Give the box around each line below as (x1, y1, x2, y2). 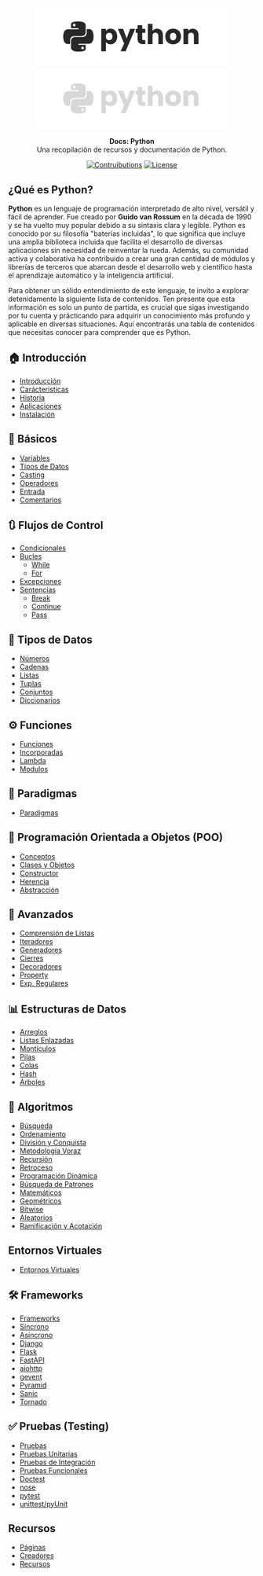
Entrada (19, 487, 46, 496)
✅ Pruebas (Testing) (8, 1420, 110, 1433)
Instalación (19, 410, 56, 419)
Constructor (19, 868, 59, 878)
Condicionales (19, 543, 67, 553)
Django (19, 1339, 43, 1348)
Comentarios (19, 494, 62, 505)
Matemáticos (19, 1188, 62, 1197)
